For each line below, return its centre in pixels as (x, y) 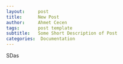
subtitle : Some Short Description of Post (62, 33)
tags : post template (39, 28)
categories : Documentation (41, 39)
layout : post (27, 11)
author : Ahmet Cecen (37, 22)
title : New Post (33, 17)
